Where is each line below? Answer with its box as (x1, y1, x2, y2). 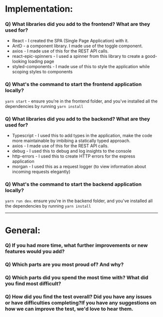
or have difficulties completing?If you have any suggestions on (5, 299, 157, 306)
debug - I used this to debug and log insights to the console (12, 148, 132, 154)
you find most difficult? (5, 281, 62, 287)
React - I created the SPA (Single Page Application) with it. (12, 38, 129, 44)
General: (5, 225, 41, 236)
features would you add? (5, 248, 65, 255)
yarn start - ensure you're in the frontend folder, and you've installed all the (5, 98, 158, 104)
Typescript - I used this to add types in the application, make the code (12, 133, 152, 139)
